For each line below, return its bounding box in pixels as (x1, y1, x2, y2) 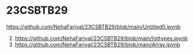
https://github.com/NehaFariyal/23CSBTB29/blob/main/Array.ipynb (14, 41, 180, 48)
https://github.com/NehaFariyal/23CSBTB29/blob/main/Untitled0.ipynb (6, 23, 181, 30)
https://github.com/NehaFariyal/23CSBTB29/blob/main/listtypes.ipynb (14, 34, 188, 42)
